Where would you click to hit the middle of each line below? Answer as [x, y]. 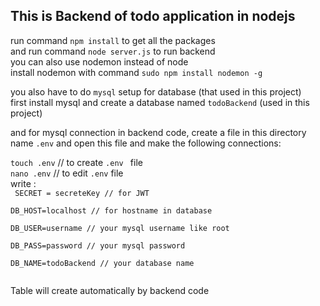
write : [23, 183]
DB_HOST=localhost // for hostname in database [111, 210]
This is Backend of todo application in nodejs [153, 16]
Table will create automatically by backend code [110, 290]
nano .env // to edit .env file [67, 173]
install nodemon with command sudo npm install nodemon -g [136, 72]
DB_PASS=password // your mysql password [98, 245]
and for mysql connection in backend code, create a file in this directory [158, 132]
